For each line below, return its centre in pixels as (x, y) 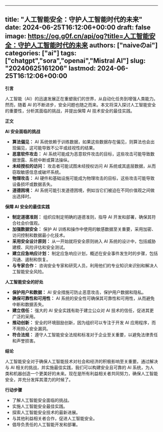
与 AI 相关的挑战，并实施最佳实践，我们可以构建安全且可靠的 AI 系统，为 (77, 367)
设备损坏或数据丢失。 (33, 184)
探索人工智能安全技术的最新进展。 (46, 412)
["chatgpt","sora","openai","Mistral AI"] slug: (75, 61)
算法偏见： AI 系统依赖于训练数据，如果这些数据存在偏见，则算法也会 (81, 142)
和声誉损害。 (25, 341)
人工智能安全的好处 (24, 282)
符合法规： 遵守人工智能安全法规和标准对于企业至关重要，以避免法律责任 (85, 334)
